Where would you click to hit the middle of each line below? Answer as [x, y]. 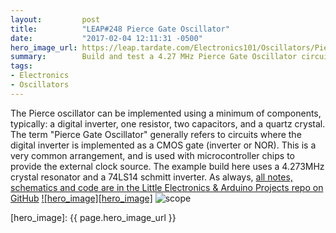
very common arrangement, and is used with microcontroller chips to [152, 155]
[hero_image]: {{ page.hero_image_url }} [93, 217]
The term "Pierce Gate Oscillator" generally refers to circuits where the [156, 134]
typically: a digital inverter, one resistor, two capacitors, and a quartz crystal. [168, 123]
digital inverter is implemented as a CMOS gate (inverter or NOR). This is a [163, 145]
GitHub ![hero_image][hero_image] [81, 198]
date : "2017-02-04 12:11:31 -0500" [106, 38]
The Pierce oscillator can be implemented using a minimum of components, [166, 113]
